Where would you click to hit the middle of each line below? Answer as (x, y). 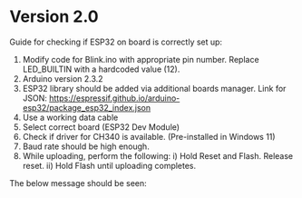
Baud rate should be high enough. (86, 146)
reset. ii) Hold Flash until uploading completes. (109, 165)
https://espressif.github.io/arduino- (115, 98)
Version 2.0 (54, 17)
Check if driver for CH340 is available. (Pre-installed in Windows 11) (149, 136)
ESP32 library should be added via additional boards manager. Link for (154, 88)
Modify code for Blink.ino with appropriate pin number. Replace (141, 59)
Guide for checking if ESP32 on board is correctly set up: (116, 42)
